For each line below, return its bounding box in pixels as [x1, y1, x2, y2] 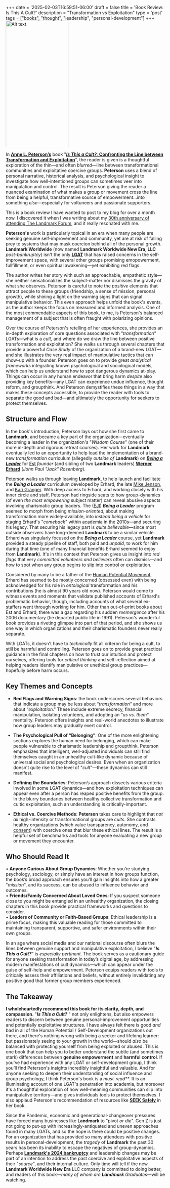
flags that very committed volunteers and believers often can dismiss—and [6, 556, 162, 562]
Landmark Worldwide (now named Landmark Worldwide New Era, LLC [6, 246, 156, 252]
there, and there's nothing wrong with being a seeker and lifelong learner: [6, 1033, 159, 1039]
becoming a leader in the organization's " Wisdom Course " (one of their [6, 439, 154, 445]
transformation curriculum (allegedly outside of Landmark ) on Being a [15, 455, 163, 461]
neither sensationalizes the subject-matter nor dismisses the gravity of [14, 278, 162, 283]
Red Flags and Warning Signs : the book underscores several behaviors [13, 695, 163, 701]
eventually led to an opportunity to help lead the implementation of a [6, 450, 148, 456]
